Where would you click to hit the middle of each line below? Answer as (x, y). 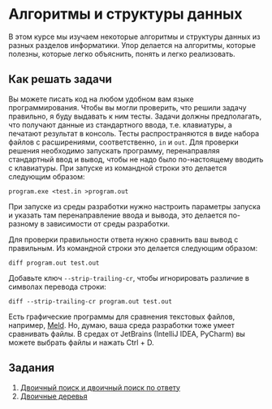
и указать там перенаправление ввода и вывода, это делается (118, 215)
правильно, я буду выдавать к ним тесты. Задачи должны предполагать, (135, 116)
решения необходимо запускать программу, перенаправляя (114, 150)
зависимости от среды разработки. (108, 223)
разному (24, 223)
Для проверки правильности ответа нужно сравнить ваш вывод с (123, 239)
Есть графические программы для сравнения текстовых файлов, (122, 316)
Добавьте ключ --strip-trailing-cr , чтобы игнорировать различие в (129, 278)
